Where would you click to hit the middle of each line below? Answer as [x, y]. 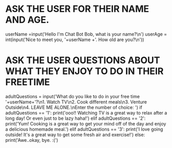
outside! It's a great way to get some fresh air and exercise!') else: [75, 135]
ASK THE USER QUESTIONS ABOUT [83, 60]
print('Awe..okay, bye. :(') [32, 140]
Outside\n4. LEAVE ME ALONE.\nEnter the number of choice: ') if [74, 107]
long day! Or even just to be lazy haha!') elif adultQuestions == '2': [75, 118]
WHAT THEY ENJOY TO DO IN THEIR [84, 71]
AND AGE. [27, 20]
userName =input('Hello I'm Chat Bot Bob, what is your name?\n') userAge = [86, 34]
